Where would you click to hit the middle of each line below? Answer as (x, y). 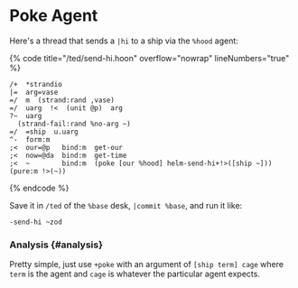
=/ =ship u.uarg (44, 132)
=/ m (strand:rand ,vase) (62, 100)
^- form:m (30, 139)
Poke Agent (54, 16)
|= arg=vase (34, 92)
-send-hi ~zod (36, 222)
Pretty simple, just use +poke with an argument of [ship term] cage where (147, 265)
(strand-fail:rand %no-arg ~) (74, 124)
